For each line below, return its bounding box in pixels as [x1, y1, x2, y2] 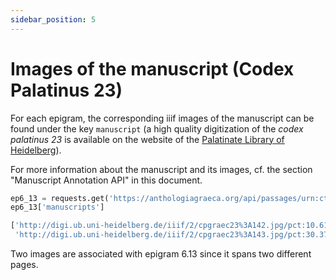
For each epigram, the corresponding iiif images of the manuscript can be [10, 112, 315, 124]
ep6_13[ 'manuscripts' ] [10, 202, 105, 213]
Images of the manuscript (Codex [10, 57, 295, 80]
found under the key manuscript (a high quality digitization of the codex [10, 122, 304, 135]
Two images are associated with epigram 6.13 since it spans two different [10, 248, 312, 260]
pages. [10, 259, 39, 271]
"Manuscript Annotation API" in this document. [10, 174, 203, 186]
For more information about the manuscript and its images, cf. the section [10, 163, 313, 175]
